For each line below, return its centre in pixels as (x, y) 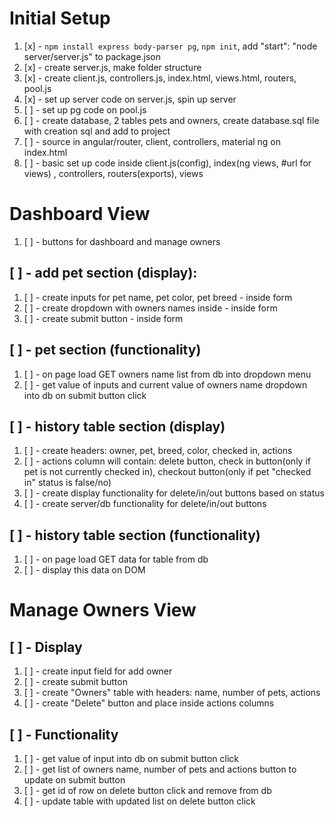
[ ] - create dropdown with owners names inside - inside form (150, 308)
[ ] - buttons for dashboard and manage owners (122, 241)
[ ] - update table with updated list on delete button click (139, 801)
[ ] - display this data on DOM (84, 570)
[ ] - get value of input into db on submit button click (131, 758)
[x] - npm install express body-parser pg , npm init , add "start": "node (170, 46)
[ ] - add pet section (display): (103, 273)
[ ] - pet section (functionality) (105, 350)
